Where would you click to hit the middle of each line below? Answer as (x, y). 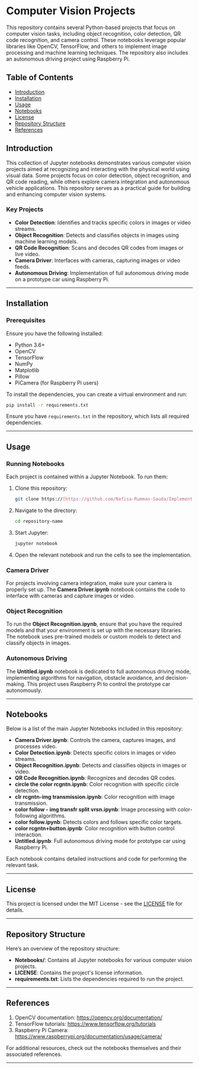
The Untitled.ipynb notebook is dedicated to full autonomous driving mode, (99, 671)
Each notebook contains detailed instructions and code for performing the (97, 859)
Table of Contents (40, 77)
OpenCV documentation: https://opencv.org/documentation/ (89, 1017)
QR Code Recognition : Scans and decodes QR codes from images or (99, 248)
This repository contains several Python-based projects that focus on (91, 27)
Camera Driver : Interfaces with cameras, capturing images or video (97, 260)
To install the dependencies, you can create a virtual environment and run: (97, 394)
